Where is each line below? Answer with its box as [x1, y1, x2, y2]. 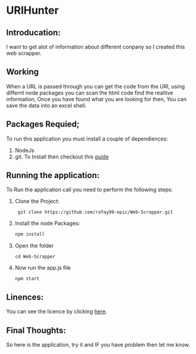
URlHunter [6, 4, 59, 17]
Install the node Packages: [14, 219, 81, 227]
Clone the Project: [14, 198, 60, 205]
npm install [14, 231, 45, 237]
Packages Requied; [6, 119, 79, 129]
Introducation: [6, 28, 61, 38]
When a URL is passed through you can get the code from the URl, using [6, 83, 185, 90]
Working [6, 67, 39, 77]
